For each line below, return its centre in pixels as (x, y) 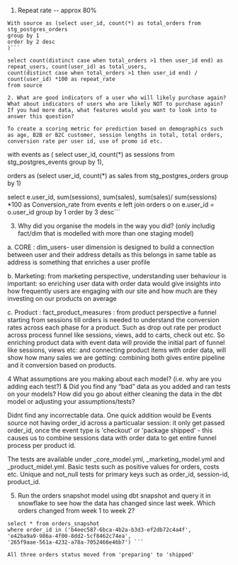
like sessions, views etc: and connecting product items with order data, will (117, 350)
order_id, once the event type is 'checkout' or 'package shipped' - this (110, 430)
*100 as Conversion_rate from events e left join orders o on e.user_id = (111, 204)
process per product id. (42, 445)
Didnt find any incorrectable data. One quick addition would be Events (109, 415)
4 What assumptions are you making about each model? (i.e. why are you (114, 379)
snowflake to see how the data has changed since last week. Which (117, 503)
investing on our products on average (62, 298)
